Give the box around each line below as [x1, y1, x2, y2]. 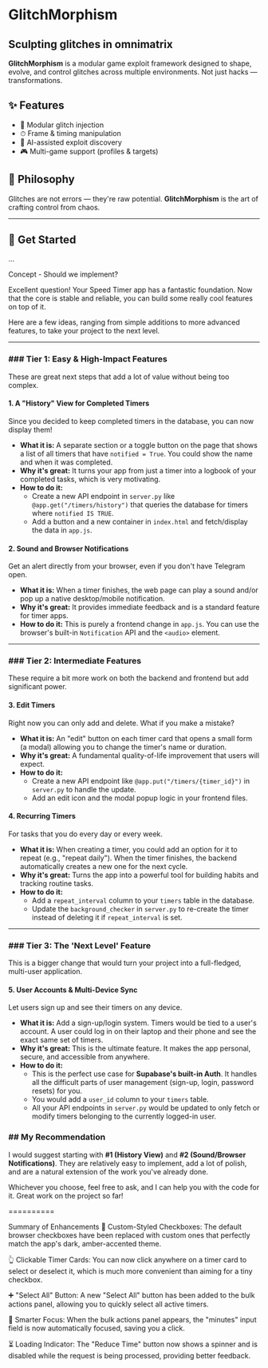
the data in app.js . [31, 525, 93, 535]
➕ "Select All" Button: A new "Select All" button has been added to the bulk [8, 1290, 255, 1300]
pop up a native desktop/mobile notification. [19, 594, 165, 604]
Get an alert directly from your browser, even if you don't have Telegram [8, 561, 246, 571]
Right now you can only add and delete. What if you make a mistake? [8, 718, 235, 728]
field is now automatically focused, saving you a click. [8, 1323, 186, 1333]
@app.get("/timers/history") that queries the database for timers [31, 500, 249, 509]
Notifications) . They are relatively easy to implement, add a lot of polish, [8, 1158, 247, 1168]
